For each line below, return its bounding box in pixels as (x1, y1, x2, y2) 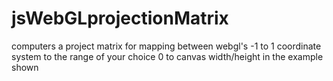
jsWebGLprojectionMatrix (11, 7, 229, 30)
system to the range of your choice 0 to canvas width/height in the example (11, 50, 324, 62)
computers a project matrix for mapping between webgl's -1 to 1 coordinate (11, 40, 322, 52)
